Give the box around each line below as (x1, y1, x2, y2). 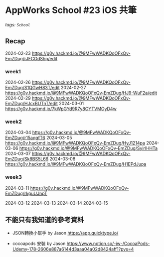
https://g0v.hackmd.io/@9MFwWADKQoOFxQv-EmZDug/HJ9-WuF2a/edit (5, 90, 157, 96)
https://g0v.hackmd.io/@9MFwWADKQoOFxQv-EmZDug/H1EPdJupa (5, 161, 147, 167)
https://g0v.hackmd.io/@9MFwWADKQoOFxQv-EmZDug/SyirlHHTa (19, 145, 158, 151)
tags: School (5, 21, 30, 27)
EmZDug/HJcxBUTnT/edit (5, 101, 58, 107)
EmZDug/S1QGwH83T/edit (5, 85, 60, 91)
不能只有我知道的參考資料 (5, 216, 84, 224)
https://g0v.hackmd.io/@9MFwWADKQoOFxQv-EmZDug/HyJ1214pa (5, 140, 146, 146)
